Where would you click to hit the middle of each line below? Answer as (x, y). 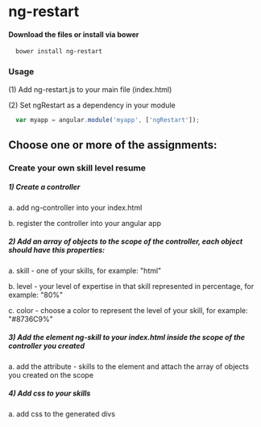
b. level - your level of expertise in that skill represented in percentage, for (131, 286)
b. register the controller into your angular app (85, 223)
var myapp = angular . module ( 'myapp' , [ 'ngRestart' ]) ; (108, 119)
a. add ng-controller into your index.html (75, 207)
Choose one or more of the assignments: (113, 145)
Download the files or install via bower (74, 34)
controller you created (47, 346)
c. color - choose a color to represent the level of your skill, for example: (128, 310)
